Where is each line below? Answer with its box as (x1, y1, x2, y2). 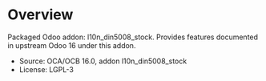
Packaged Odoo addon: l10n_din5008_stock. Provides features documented (7, 32, 258, 42)
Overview (7, 6, 74, 24)
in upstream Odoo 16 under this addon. (7, 40, 136, 50)
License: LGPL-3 (18, 64, 74, 74)
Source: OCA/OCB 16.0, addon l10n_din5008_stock (18, 56, 187, 66)
